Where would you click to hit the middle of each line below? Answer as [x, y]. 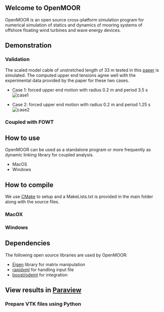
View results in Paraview [43, 290]
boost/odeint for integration [40, 274]
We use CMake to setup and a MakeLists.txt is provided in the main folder [79, 196]
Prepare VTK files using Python [43, 304]
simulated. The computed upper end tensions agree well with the [70, 75]
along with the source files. [32, 202]
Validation [18, 59]
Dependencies [28, 243]
